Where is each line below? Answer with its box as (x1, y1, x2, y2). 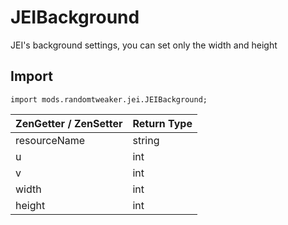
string (132, 133, 160, 147)
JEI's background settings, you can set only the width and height (10, 39, 278, 51)
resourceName (15, 133, 86, 147)
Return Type (132, 116, 193, 130)
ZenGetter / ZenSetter (15, 116, 123, 130)
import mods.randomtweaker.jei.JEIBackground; (10, 94, 208, 105)
